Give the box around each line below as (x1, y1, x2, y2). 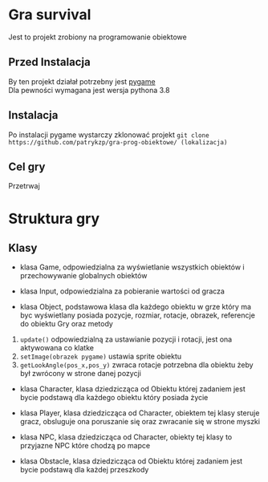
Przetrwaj (8, 181, 40, 191)
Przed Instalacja (8, 55, 91, 69)
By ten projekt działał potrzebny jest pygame (8, 76, 156, 86)
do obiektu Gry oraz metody (19, 319, 114, 329)
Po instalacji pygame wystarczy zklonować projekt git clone (8, 130, 210, 140)
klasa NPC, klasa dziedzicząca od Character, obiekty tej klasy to (19, 432, 233, 442)
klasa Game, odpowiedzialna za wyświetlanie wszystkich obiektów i (19, 262, 245, 272)
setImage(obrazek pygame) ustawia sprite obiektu (19, 351, 182, 362)
